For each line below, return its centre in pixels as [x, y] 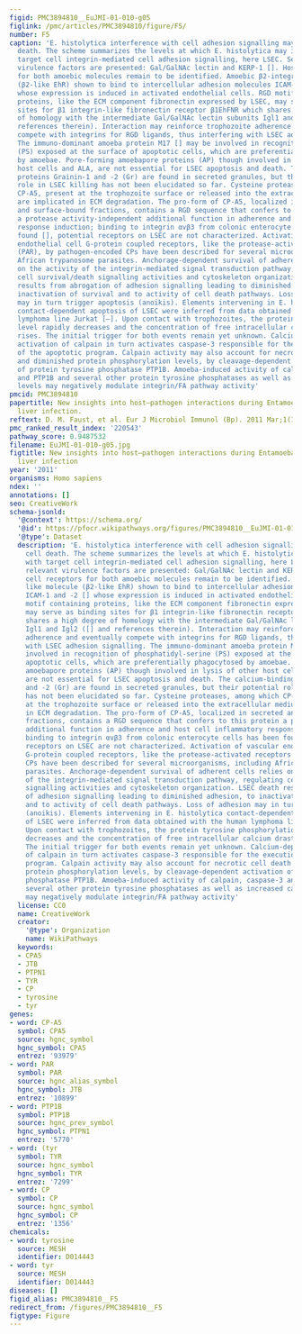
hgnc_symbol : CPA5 [52, 1048]
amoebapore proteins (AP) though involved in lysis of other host [152, 671]
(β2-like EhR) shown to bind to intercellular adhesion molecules [144, 85]
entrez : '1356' [46, 1223]
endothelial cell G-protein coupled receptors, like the [126, 244]
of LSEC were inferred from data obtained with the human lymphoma [154, 821]
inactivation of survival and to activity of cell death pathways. [147, 294]
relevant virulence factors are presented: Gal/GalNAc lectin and [152, 570]
